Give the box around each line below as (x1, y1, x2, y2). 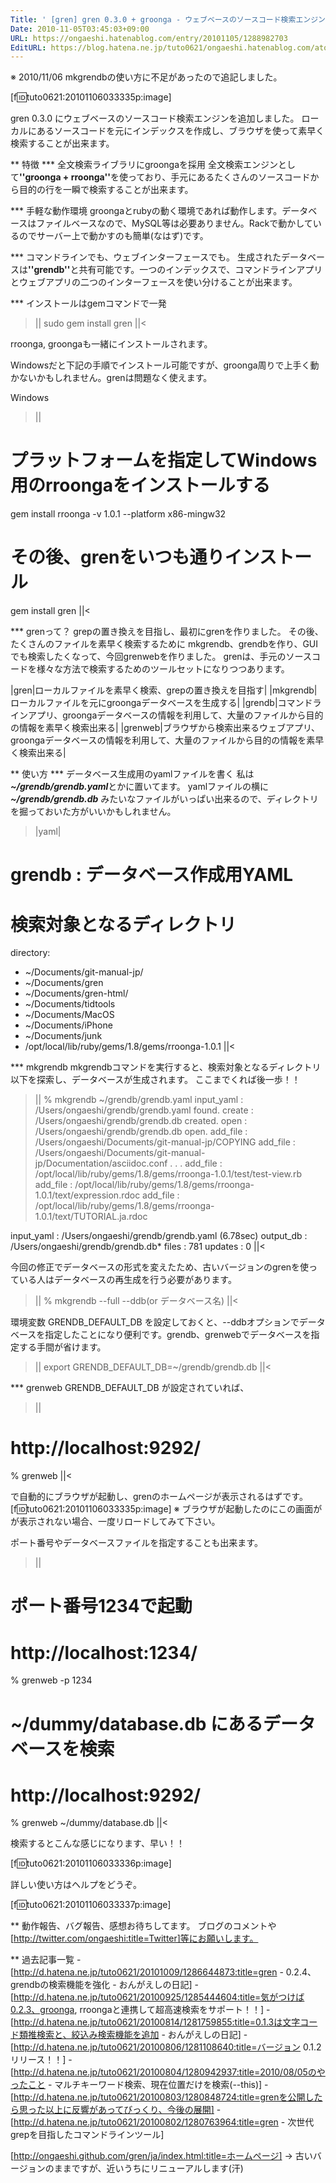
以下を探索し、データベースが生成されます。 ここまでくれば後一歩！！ (10, 1074, 301, 1086)
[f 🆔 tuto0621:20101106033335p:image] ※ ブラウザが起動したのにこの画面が (10, 1503, 323, 1515)
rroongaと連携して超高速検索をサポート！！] (79, 2004, 265, 2016)
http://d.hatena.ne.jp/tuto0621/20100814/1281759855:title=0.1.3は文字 (13, 2016, 301, 2028)
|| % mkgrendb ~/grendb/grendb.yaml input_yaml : (34, 1094, 244, 1106)
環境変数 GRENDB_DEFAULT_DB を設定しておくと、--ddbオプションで (10, 1316, 300, 1328)
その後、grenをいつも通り (10, 546, 225, 569)
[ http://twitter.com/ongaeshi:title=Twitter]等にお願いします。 (10, 1932, 259, 1945)
